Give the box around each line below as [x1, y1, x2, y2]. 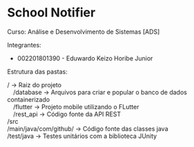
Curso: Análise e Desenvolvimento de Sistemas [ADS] [7, 27, 160, 36]
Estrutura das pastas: [7, 67, 68, 76]
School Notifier [7, 5, 96, 21]
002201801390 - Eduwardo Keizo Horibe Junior [17, 54, 153, 63]
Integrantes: [7, 41, 41, 49]
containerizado [7, 95, 50, 104]
